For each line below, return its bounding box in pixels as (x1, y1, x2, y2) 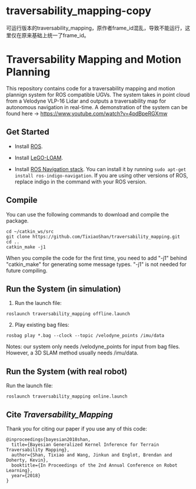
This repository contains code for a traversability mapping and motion (6, 84, 175, 92)
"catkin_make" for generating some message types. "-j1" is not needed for (6, 261, 187, 268)
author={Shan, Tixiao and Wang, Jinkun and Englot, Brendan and (11, 452, 172, 458)
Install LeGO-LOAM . (14, 154, 64, 161)
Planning (6, 65, 51, 79)
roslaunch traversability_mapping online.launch (6, 393, 128, 399)
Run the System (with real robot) (6, 366, 128, 376)
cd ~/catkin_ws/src (6, 228, 54, 234)
